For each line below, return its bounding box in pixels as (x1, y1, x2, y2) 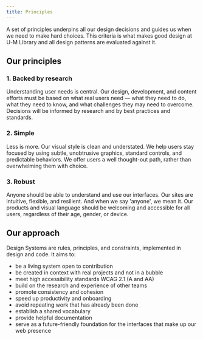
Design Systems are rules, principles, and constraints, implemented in (6, 244, 181, 251)
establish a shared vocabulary (15, 307, 91, 314)
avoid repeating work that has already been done (15, 301, 139, 308)
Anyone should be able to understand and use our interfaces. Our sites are (6, 191, 193, 198)
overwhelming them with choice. (6, 162, 88, 169)
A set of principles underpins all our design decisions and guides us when (6, 25, 191, 33)
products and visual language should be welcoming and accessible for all (6, 204, 190, 211)
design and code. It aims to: (6, 250, 76, 258)
